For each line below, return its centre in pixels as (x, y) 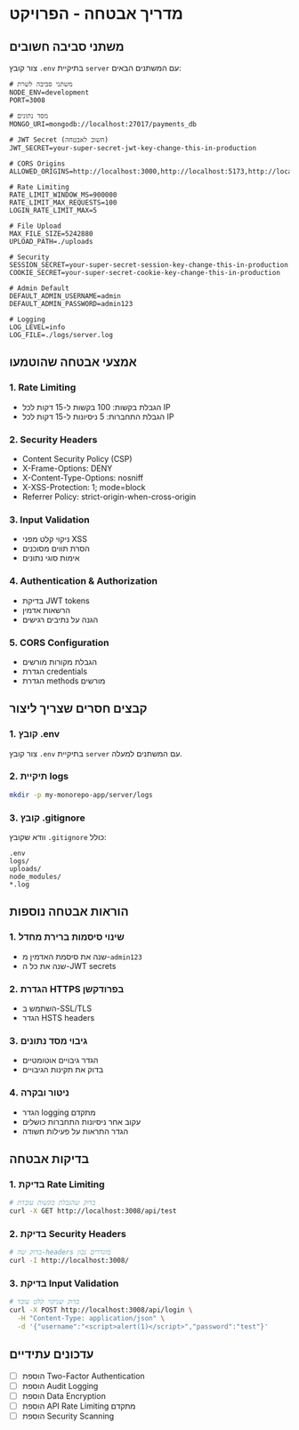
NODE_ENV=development (49, 93)
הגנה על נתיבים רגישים (60, 619)
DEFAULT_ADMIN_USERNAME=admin (65, 296)
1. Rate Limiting (43, 388)
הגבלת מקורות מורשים (60, 661)
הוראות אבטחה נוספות (69, 912)
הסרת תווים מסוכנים (56, 549)
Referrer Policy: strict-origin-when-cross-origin (109, 497)
